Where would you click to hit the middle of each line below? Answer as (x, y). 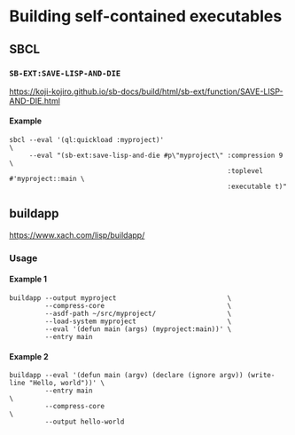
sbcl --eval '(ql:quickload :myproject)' (87, 140)
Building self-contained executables (146, 16)
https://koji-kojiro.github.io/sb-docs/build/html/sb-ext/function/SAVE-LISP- (146, 91)
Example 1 (28, 279)
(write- (261, 376)
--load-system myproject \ (138, 321)
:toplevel (245, 171)
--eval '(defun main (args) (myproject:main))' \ (138, 329)
